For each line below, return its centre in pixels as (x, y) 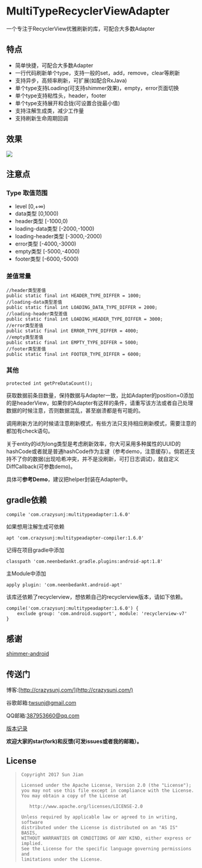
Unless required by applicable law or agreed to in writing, (99, 817)
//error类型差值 (25, 325)
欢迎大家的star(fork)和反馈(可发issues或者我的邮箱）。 (74, 742)
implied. (32, 844)
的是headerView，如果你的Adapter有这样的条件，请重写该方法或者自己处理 (100, 403)
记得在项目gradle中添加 (35, 550)
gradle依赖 (27, 500)
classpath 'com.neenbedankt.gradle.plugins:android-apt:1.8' (85, 561)
